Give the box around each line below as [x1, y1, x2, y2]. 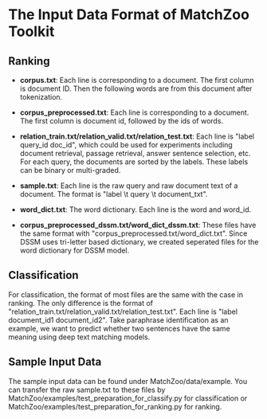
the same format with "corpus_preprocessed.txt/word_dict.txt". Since [19, 229, 248, 238]
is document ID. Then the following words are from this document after [19, 84, 253, 93]
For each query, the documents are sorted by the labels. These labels [19, 157, 249, 166]
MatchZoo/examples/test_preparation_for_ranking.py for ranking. [8, 401, 222, 411]
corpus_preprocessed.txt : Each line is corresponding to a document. [19, 108, 249, 117]
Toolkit [8, 22, 55, 41]
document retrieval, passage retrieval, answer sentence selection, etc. [19, 149, 251, 158]
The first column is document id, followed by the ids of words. [19, 116, 224, 125]
